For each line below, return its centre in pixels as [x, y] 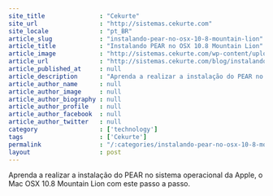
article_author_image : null [65, 91]
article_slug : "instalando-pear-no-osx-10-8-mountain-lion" [136, 39]
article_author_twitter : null [65, 122]
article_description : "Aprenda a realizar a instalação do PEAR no [136, 76]
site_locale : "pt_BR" [70, 31]
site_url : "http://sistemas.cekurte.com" [110, 24]
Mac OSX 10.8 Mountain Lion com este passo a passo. [100, 184]
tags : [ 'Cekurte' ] [78, 137]
